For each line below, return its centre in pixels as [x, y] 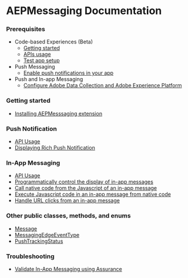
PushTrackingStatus [39, 241]
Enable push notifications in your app [68, 73]
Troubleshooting [30, 256]
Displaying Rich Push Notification [55, 148]
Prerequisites [26, 29]
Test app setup [41, 60]
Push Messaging [35, 67]
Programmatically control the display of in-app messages [84, 182]
